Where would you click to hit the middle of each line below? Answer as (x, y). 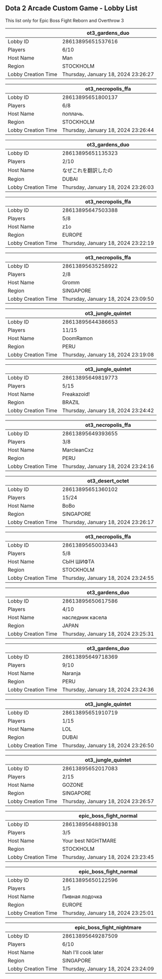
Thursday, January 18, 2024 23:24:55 (108, 578)
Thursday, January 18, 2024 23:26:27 (108, 74)
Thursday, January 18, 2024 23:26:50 (108, 745)
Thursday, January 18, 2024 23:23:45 (108, 857)
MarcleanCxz (78, 450)
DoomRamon (77, 338)
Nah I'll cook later (83, 952)
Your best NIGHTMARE (89, 841)
